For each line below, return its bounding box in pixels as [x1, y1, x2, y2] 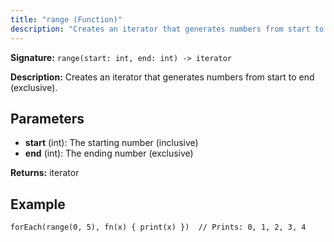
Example [10, 196, 66, 213]
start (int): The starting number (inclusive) [24, 137, 199, 149]
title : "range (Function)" [10, 14, 123, 25]
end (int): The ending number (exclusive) [24, 147, 194, 160]
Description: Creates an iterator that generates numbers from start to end [10, 71, 315, 83]
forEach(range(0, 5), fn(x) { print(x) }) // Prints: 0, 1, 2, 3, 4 [10, 222, 307, 233]
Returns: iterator [10, 167, 80, 179]
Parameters [10, 110, 85, 127]
